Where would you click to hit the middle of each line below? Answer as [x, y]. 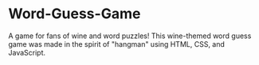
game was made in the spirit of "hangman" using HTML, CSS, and [117, 44]
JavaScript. [27, 52]
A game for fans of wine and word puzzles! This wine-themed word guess [130, 36]
